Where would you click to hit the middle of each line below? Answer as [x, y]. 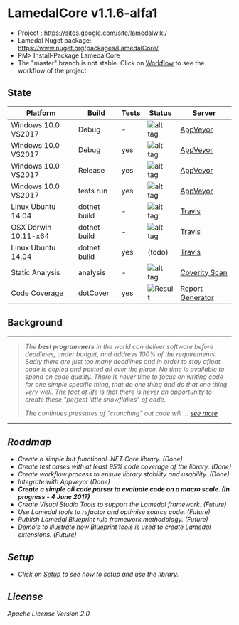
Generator [197, 297]
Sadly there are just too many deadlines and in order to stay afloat [122, 361]
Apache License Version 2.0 [49, 614]
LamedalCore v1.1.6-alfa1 [83, 13]
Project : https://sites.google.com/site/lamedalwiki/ [92, 33]
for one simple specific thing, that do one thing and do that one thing [126, 384]
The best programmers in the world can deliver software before [119, 346]
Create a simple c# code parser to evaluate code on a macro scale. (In [123, 489]
